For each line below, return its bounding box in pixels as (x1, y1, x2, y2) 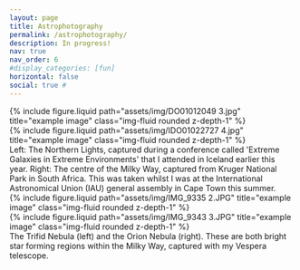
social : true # (9, 81, 67, 90)
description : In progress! (9, 38, 111, 48)
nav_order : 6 (9, 55, 59, 64)
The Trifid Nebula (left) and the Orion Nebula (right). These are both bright (9, 230, 287, 241)
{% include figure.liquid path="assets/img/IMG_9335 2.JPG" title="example (9, 192, 292, 203)
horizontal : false (9, 72, 79, 82)
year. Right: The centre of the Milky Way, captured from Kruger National (9, 163, 278, 174)
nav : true (9, 47, 47, 56)
